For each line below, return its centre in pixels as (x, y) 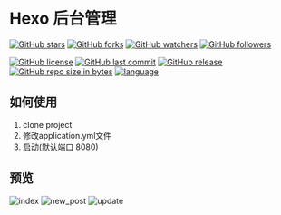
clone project (47, 124)
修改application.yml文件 (67, 135)
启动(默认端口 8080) (60, 147)
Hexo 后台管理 (63, 19)
